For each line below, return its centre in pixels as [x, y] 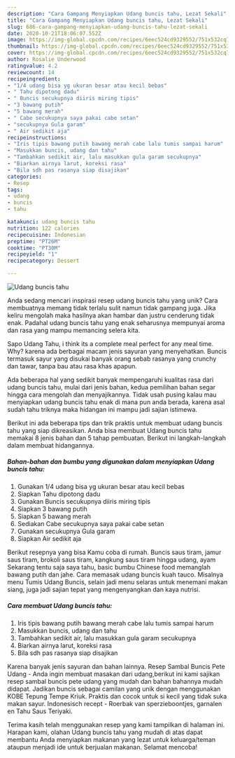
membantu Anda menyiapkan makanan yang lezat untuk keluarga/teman [112, 739]
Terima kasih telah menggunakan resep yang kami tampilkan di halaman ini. [116, 724]
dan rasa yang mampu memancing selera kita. [74, 330]
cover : [17, 53]
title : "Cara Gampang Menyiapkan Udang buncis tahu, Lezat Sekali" [108, 20]
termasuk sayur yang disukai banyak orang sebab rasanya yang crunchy [112, 359]
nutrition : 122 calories [43, 228]
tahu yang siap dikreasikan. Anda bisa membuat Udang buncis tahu [104, 430]
